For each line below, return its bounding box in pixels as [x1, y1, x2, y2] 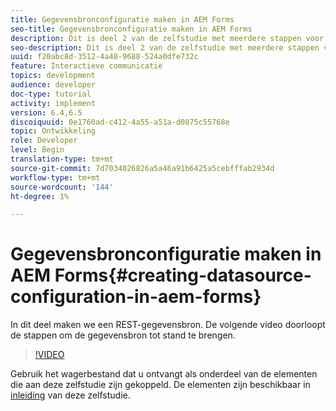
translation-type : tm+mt [10, 154, 114, 164]
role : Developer [10, 136, 78, 146]
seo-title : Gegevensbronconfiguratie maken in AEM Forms [10, 24, 253, 34]
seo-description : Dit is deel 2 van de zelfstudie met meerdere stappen [10, 42, 320, 53]
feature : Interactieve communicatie [10, 61, 163, 71]
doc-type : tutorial [10, 89, 92, 99]
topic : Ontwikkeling [10, 126, 97, 136]
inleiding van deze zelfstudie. [10, 389, 131, 401]
